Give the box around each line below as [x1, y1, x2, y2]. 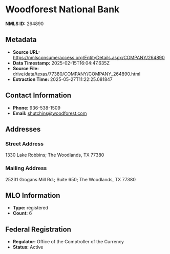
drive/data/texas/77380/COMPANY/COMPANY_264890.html [12, 71, 141, 77]
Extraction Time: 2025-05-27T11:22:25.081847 [12, 76, 113, 82]
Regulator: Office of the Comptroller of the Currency [12, 239, 124, 245]
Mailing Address [5, 165, 47, 172]
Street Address [5, 140, 44, 147]
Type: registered [12, 205, 49, 211]
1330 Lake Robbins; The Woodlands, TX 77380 [5, 152, 104, 158]
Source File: [12, 65, 39, 71]
